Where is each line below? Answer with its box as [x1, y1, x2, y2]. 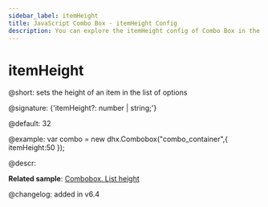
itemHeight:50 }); [8, 143, 66, 152]
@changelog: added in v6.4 [8, 189, 100, 199]
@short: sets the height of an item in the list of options [8, 87, 188, 97]
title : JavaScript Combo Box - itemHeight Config [8, 19, 178, 27]
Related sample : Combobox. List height [8, 174, 140, 184]
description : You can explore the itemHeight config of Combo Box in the [8, 26, 261, 34]
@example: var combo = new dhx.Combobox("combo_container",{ [8, 134, 229, 144]
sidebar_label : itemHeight [8, 11, 99, 20]
